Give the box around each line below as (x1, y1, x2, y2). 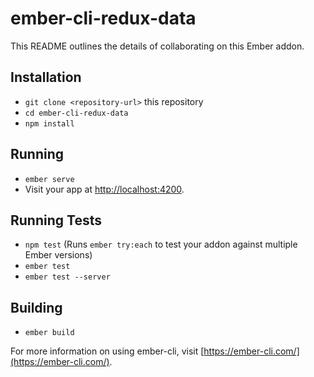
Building (10, 299, 63, 316)
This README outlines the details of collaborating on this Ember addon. (10, 40, 305, 52)
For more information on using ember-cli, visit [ (10, 345, 205, 357)
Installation (10, 69, 82, 86)
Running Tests (10, 212, 102, 229)
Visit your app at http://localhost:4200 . (24, 183, 185, 195)
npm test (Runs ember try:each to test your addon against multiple (24, 238, 298, 251)
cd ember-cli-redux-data (24, 108, 129, 118)
